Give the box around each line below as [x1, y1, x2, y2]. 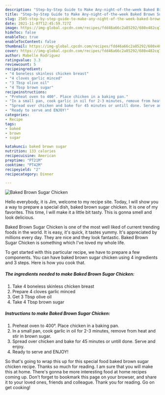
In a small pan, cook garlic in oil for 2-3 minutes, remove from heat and [12, 328, 156, 334]
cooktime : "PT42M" [5, 162, 43, 167]
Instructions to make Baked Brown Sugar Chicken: [5, 310, 110, 316]
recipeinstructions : [5, 90, 48, 94]
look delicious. [5, 214, 34, 220]
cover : [5, 48, 19, 53]
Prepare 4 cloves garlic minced [12, 289, 76, 295]
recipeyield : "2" [5, 167, 41, 172]
